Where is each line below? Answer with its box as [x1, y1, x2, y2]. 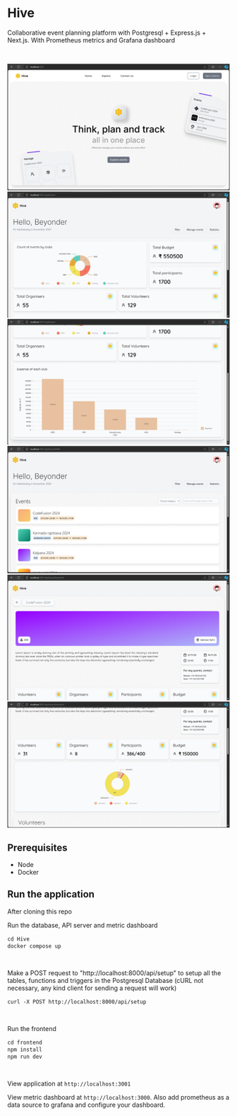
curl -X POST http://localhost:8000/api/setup [7, 998, 147, 1006]
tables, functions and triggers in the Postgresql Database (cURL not [7, 976, 204, 984]
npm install [7, 1046, 42, 1053]
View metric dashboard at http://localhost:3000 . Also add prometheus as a [7, 1093, 230, 1101]
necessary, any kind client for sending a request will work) [7, 984, 177, 992]
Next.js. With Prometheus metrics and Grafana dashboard [7, 35, 176, 44]
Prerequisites [7, 841, 68, 853]
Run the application [7, 888, 95, 900]
